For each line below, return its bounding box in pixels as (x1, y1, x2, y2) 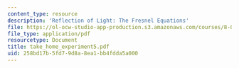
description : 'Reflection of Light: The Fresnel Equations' (7, 17, 190, 24)
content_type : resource (7, 10, 78, 18)
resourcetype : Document (7, 37, 78, 44)
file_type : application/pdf (7, 30, 91, 38)
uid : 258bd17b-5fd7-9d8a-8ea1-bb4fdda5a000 (7, 50, 139, 57)
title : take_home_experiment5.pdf (7, 43, 110, 50)
